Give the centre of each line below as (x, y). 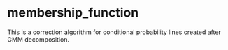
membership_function (73, 13)
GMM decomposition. (38, 39)
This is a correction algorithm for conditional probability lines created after (114, 32)
